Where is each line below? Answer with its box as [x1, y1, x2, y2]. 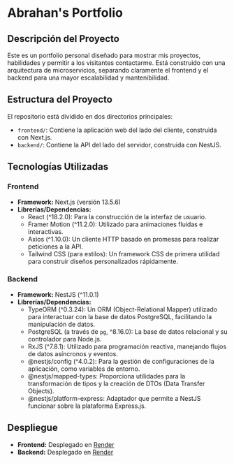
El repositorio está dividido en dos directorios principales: [7, 112, 173, 120]
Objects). [27, 386, 54, 395]
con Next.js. [17, 133, 52, 141]
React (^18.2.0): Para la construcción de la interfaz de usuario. [27, 212, 207, 221]
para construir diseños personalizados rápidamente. [27, 257, 178, 265]
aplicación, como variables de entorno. [27, 365, 140, 373]
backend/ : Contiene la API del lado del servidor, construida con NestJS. [17, 140, 222, 149]
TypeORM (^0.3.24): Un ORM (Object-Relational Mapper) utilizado [27, 305, 218, 314]
